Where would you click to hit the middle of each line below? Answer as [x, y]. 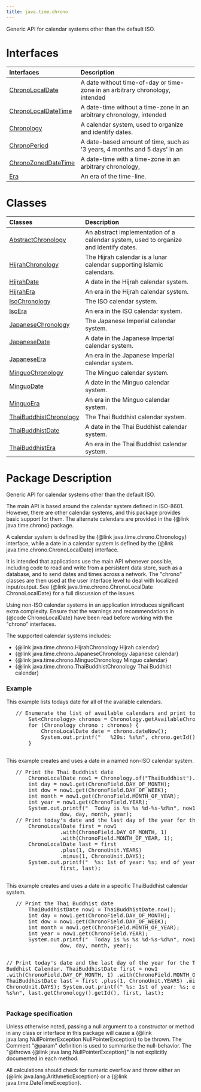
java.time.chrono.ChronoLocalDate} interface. [63, 550]
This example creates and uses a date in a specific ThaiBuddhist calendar [97, 885]
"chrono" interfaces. [31, 624]
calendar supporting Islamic [124, 264]
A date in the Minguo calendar [127, 382]
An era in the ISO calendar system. [134, 311]
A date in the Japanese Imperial [130, 338]
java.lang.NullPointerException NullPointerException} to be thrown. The [94, 1039]
